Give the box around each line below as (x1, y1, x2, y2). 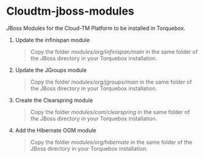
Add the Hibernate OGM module (15, 126, 97, 134)
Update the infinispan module (15, 36, 90, 43)
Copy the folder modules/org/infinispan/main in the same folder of (30, 48, 198, 56)
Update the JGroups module (15, 66, 87, 74)
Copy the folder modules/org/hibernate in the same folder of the (30, 138, 192, 146)
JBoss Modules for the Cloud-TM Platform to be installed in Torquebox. (6, 24, 186, 32)
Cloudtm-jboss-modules (6, 4, 134, 18)
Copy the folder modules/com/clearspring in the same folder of (30, 108, 191, 115)
